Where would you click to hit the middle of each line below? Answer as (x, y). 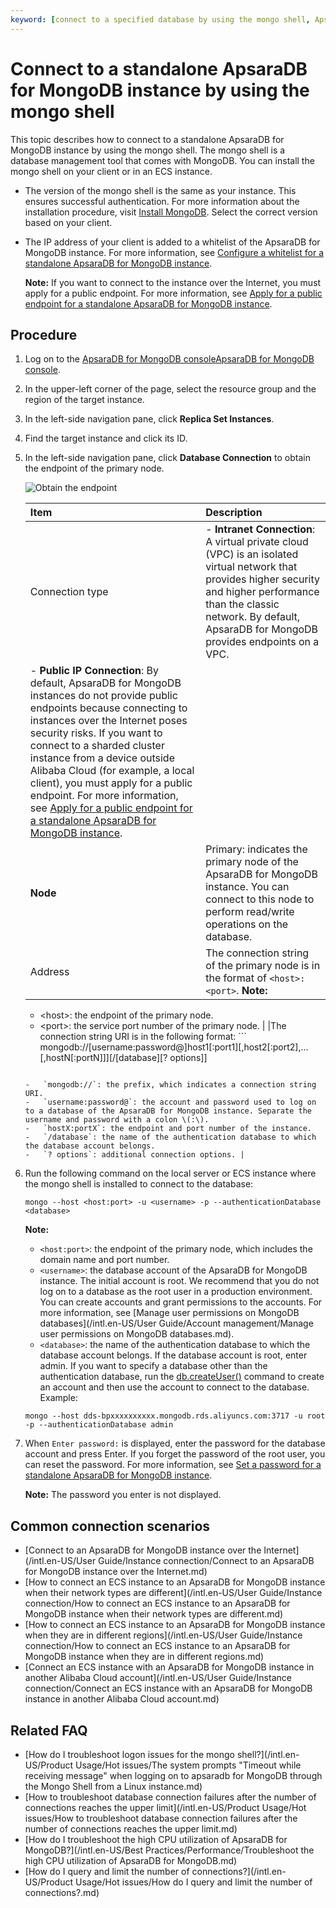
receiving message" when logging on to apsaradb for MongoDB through (173, 1775)
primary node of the (252, 862)
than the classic (242, 604)
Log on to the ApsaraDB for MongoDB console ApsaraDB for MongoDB (169, 359)
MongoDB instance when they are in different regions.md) (144, 1657)
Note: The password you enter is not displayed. (123, 1495)
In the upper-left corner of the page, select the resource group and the (170, 389)
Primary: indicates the (256, 849)
